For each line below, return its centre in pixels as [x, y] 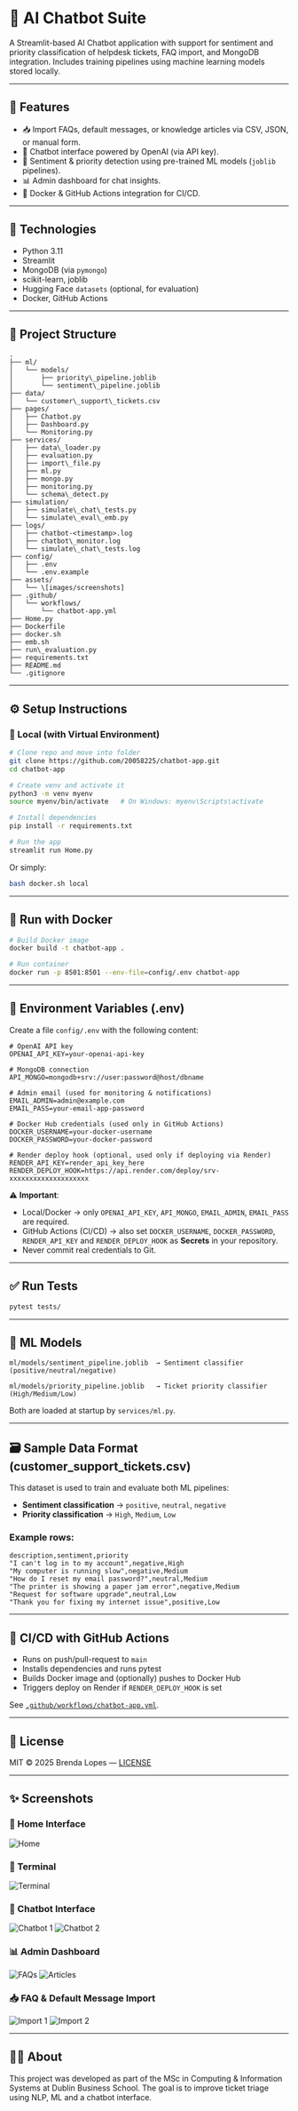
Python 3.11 [43, 251]
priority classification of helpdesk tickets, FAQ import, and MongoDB [134, 52]
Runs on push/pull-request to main [85, 1660]
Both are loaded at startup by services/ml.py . [92, 1411]
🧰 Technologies [53, 230]
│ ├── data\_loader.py [55, 448]
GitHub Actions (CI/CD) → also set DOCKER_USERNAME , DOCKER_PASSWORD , [149, 1231]
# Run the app [35, 842]
